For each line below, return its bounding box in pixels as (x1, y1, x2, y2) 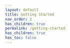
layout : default (5, 7, 39, 12)
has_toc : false (5, 35, 37, 40)
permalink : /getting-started (5, 26, 66, 31)
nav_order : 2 (5, 16, 32, 21)
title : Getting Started (5, 12, 55, 17)
